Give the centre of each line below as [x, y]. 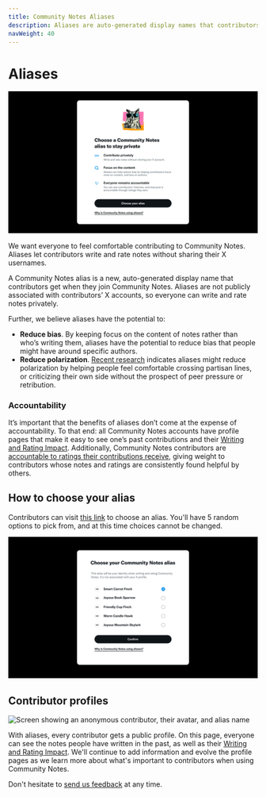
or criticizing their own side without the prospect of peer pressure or [131, 376]
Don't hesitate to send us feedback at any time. [85, 784]
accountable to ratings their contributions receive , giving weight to [117, 456]
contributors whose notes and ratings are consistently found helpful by [124, 465]
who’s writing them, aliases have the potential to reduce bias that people [137, 342]
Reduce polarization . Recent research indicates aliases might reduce [133, 359]
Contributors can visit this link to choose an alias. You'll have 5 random [123, 517]
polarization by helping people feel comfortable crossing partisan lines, [135, 368]
